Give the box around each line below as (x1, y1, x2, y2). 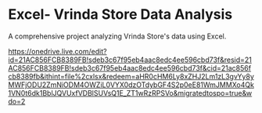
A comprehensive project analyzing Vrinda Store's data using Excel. (8, 31, 227, 41)
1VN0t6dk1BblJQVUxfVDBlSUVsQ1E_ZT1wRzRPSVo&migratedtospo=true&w (8, 88, 253, 97)
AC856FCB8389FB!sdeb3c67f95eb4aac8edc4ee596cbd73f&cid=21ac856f (8, 63, 252, 72)
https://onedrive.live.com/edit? (8, 46, 107, 56)
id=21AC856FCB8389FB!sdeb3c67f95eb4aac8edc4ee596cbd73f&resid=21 (8, 55, 253, 64)
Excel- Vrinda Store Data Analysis (8, 5, 233, 24)
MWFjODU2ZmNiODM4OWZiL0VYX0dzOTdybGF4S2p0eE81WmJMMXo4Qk (8, 80, 254, 89)
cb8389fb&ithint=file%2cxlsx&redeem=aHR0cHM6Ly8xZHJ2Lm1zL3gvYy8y (8, 71, 254, 81)
